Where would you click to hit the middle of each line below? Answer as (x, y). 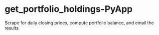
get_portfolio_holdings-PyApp (69, 9)
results (12, 28)
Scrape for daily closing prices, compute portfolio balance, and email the (79, 23)
